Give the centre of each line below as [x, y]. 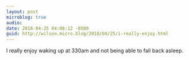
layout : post [22, 12]
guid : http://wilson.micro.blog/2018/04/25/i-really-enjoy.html [87, 34]
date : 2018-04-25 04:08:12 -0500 [48, 28]
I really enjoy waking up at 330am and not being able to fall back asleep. [95, 50]
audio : [14, 23]
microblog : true [26, 17]
